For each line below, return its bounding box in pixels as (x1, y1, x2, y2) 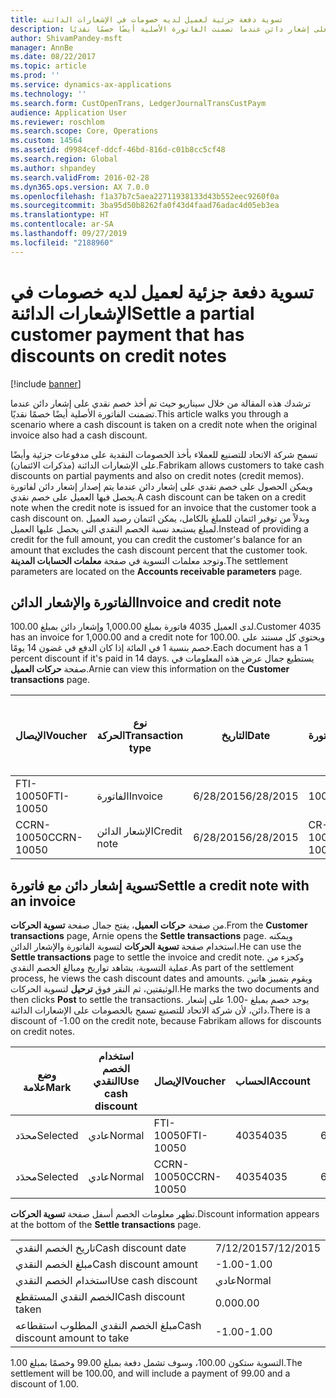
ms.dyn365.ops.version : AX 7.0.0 (10, 182, 150, 192)
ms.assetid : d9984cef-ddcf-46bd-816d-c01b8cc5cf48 (10, 145, 226, 155)
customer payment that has (10, 323, 245, 346)
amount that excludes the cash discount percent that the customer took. (10, 544, 308, 556)
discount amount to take (15, 1331, 130, 1345)
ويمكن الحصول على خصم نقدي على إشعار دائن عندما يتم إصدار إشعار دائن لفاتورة (10, 480, 313, 492)
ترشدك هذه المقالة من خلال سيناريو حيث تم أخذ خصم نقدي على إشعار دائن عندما (10, 397, 312, 409)
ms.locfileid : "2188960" (10, 237, 114, 248)
